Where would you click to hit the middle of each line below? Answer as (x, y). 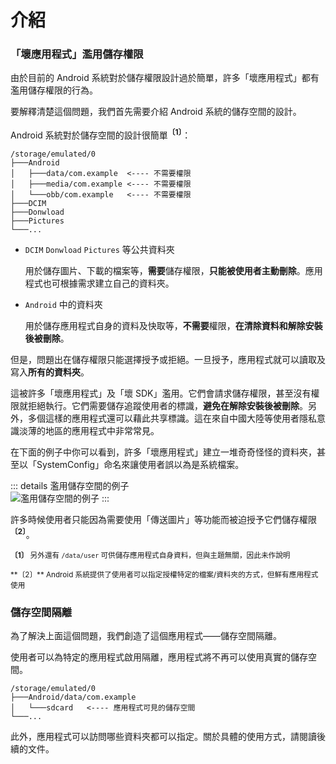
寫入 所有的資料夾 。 (50, 372)
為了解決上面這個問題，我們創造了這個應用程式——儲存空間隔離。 (146, 636)
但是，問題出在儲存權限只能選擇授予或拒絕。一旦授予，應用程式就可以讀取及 (168, 360)
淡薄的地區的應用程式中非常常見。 (89, 431)
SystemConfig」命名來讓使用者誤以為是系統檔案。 (140, 465)
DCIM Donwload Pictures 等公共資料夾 (99, 250)
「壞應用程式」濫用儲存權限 (77, 54)
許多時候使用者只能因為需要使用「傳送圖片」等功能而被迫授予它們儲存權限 (163, 520)
